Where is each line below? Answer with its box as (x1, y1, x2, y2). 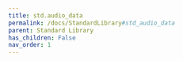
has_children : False (8, 33, 77, 42)
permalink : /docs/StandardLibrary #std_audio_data (8, 19, 176, 27)
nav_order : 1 (8, 41, 51, 49)
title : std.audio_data (8, 11, 83, 20)
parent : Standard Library (8, 26, 93, 34)
